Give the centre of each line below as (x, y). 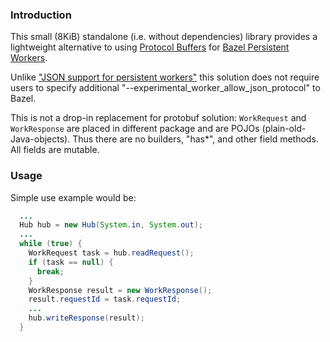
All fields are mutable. (55, 150)
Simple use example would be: (73, 197)
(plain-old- (284, 129)
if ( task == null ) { (71, 262)
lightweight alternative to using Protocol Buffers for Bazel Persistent (150, 47)
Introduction (41, 15)
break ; (50, 271)
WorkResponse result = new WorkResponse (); (120, 290)
